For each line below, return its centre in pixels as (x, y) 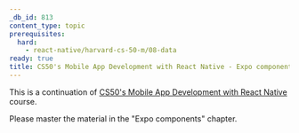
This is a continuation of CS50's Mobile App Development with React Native (148, 92)
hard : (28, 42)
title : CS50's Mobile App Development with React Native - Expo (131, 67)
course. (23, 101)
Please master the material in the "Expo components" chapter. (123, 118)
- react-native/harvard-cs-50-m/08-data (101, 51)
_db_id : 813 (31, 17)
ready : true (31, 59)
